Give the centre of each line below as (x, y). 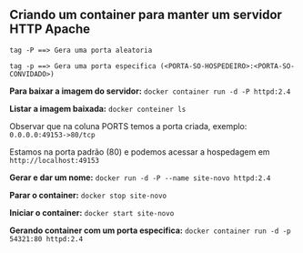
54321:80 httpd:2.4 (46, 239)
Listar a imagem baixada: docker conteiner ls (98, 108)
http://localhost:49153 (55, 160)
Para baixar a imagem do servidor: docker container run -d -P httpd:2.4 (150, 91)
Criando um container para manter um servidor (146, 15)
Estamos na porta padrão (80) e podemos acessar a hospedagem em (140, 152)
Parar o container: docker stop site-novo (88, 195)
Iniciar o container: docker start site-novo (92, 212)
